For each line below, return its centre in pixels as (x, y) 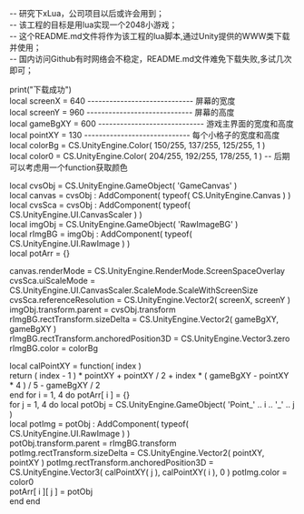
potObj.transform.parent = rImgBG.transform (93, 443)
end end (25, 501)
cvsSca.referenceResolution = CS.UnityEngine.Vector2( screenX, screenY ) (150, 300)
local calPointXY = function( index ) (76, 366)
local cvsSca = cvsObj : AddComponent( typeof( (100, 205)
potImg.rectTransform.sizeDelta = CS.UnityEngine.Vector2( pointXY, (137, 453)
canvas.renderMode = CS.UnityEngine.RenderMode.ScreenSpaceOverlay (147, 271)
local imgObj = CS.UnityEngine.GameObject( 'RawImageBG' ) (124, 224)
